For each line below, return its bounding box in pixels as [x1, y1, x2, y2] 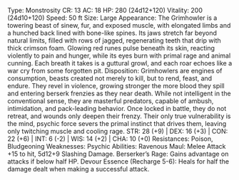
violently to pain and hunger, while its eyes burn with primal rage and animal [7, 51, 231, 60]
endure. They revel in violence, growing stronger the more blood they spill [7, 82, 225, 90]
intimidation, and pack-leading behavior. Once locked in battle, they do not [7, 105, 227, 112]
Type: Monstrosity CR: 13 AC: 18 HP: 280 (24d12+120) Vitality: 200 [7, 6, 203, 14]
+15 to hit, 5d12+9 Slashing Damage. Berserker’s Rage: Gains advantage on [7, 149, 229, 158]
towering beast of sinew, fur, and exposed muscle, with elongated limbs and [7, 21, 231, 29]
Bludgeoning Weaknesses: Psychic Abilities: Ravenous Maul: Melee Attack [7, 142, 226, 150]
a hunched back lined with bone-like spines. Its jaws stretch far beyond [7, 28, 218, 37]
